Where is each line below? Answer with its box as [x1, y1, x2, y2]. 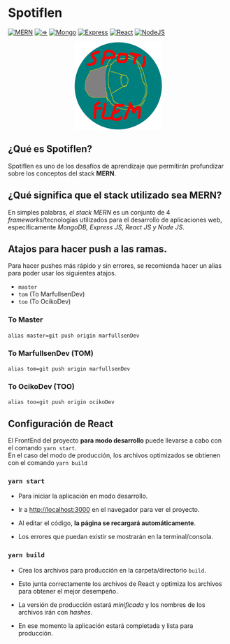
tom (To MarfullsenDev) [17, 290, 85, 299]
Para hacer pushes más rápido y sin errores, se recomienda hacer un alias [8, 262, 222, 270]
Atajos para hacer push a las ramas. [8, 243, 167, 255]
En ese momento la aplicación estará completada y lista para [17, 621, 194, 630]
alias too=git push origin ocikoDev [8, 399, 115, 406]
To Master [8, 315, 43, 324]
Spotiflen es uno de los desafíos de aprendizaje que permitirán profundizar [8, 162, 224, 170]
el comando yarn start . [8, 444, 77, 452]
